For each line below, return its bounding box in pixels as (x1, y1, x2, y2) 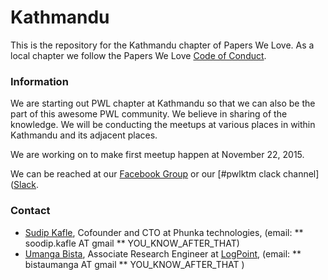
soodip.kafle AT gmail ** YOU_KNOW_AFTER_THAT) (24, 237, 240, 249)
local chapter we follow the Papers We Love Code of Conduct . (10, 49, 267, 61)
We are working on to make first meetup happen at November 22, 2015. (10, 149, 305, 161)
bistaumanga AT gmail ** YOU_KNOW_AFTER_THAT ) (24, 258, 245, 270)
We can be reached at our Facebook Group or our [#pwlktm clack (10, 168, 282, 180)
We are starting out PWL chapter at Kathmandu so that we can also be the (10, 97, 316, 110)
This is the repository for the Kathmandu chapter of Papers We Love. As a (10, 39, 315, 51)
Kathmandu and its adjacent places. (10, 129, 158, 141)
